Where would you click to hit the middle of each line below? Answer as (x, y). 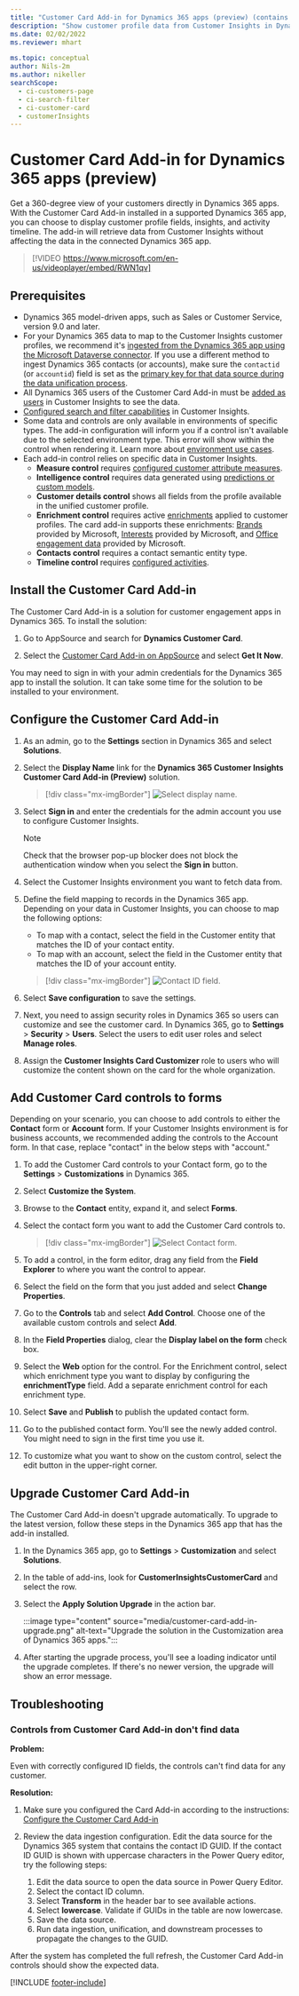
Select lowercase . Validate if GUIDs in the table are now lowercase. (159, 1910)
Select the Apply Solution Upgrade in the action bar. (119, 1604)
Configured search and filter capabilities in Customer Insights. (136, 411)
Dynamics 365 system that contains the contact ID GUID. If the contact (152, 1846)
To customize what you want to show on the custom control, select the (152, 1456)
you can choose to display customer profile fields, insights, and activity (140, 222)
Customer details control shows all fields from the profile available (159, 496)
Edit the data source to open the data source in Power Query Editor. (159, 1881)
